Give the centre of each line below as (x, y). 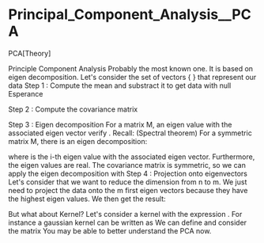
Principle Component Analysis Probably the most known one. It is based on (131, 68)
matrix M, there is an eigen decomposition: (78, 141)
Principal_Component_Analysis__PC (130, 15)
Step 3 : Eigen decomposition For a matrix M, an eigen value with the (120, 124)
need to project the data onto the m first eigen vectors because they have (128, 190)
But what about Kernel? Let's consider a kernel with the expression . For (125, 214)
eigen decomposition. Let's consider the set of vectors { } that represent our (132, 77)
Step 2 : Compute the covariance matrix (73, 109)
